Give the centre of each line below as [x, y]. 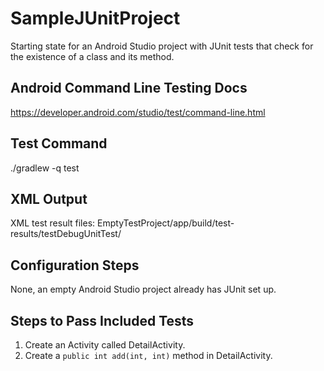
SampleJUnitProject [95, 18]
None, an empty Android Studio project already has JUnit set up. [143, 289]
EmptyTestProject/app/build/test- [166, 223]
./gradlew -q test [45, 168]
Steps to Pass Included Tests [102, 320]
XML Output [49, 198]
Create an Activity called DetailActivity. [105, 345]
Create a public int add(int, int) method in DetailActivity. [148, 355]
